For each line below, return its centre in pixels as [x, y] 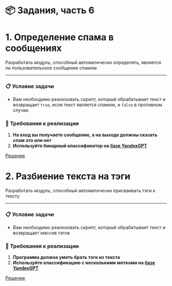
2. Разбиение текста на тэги [68, 176]
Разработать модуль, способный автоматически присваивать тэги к [80, 190]
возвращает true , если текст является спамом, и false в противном [87, 105]
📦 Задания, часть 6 [50, 11]
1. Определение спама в [60, 37]
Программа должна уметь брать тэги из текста [66, 257]
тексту [13, 196]
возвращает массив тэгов [41, 233]
